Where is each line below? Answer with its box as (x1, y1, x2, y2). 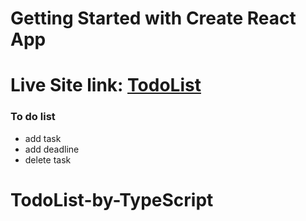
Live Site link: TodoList (10, 74, 202, 97)
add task (24, 132, 62, 144)
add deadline (24, 143, 80, 155)
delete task (24, 153, 72, 166)
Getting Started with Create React (10, 7, 297, 30)
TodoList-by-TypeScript (10, 188, 214, 211)
